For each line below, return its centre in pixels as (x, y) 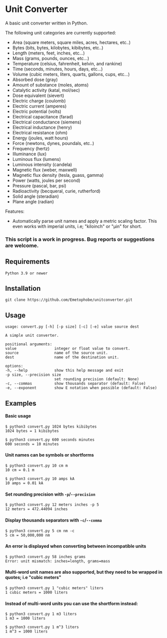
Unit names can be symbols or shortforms (50, 455)
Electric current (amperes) (39, 106)
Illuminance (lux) (29, 154)
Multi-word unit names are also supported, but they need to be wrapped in (84, 572)
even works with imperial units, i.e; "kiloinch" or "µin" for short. (77, 226)
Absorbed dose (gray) (35, 79)
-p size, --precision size (33, 375)
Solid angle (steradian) (36, 196)
